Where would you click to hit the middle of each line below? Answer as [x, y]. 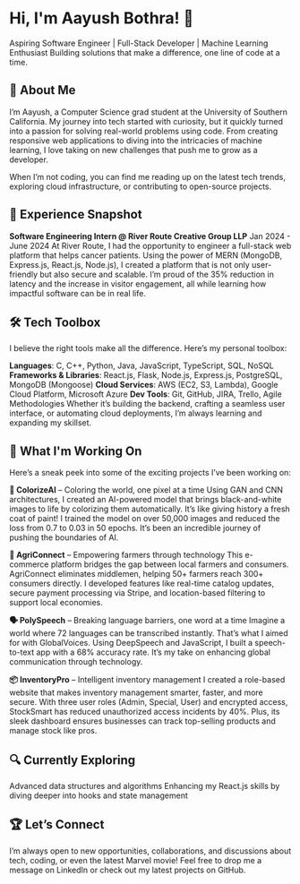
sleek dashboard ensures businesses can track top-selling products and [142, 721]
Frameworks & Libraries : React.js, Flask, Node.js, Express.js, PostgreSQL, [146, 375]
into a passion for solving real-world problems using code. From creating [144, 131]
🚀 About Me [43, 90]
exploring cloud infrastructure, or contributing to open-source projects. [141, 186]
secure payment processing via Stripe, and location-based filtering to [137, 593]
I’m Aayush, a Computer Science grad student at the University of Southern [149, 112]
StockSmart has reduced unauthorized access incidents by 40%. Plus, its [145, 712]
